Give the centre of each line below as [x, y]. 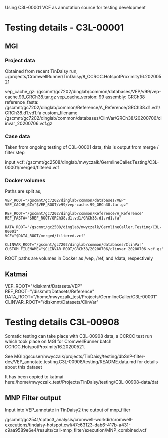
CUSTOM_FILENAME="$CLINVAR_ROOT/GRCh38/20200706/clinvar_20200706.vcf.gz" [85, 249]
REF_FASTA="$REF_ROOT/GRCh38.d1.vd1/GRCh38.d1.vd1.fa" [63, 218]
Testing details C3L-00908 [62, 322]
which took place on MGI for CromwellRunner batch [58, 342]
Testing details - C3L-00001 [65, 28]
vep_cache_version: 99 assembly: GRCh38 [101, 97]
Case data [18, 136]
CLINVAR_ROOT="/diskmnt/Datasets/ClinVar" [52, 302]
